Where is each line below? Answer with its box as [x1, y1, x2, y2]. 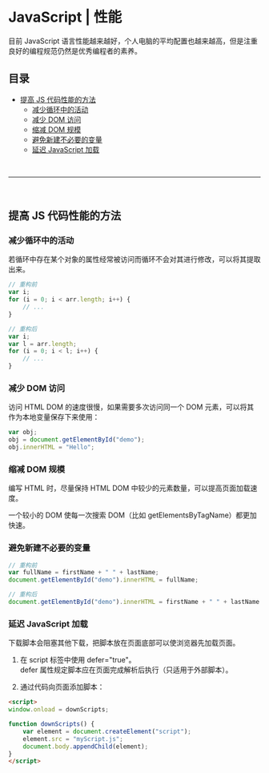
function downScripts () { [8, 720, 94, 728]
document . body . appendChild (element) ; [22, 743, 149, 751]
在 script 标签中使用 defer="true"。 [19, 655, 136, 665]
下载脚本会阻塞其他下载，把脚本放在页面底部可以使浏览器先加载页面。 [8, 638, 240, 648]
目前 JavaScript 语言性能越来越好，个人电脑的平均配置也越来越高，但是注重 [8, 36, 259, 46]
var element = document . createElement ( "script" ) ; [22, 727, 192, 735]
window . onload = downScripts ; [8, 706, 110, 714]
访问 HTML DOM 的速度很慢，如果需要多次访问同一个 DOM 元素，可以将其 [8, 402, 255, 412]
